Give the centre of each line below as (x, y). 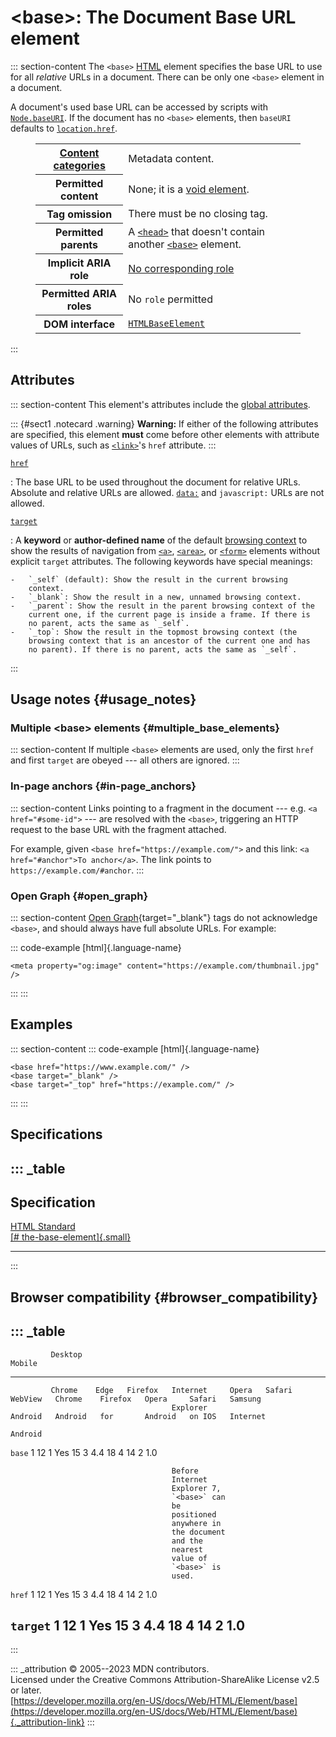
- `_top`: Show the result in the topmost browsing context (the (154, 632)
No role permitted (170, 299)
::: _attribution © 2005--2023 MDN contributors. (110, 1669)
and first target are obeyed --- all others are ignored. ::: (125, 760)
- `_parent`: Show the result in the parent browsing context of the (162, 606)
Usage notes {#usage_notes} (103, 699)
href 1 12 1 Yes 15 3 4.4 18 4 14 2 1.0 (84, 1594)
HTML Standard (43, 1227)
